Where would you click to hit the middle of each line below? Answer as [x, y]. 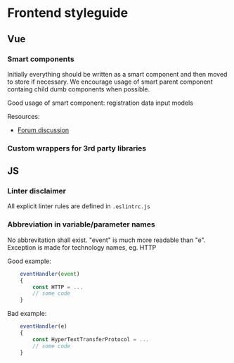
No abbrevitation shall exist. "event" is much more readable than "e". [106, 240]
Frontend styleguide [68, 13]
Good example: [29, 261]
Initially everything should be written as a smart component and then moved [117, 74]
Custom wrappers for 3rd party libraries [77, 148]
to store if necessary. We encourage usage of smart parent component [110, 82]
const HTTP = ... [58, 287]
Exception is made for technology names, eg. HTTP [82, 247]
